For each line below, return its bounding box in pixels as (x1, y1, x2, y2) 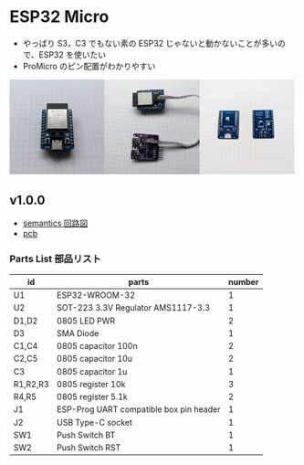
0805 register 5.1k (56, 391, 128, 403)
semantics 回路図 (22, 217, 89, 229)
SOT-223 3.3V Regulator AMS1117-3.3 (56, 302, 211, 313)
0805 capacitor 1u (56, 365, 128, 376)
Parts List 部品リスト (9, 252, 102, 265)
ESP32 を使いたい (38, 48, 107, 60)
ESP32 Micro (9, 6, 110, 27)
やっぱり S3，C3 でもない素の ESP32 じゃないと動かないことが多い (22, 37, 278, 48)
